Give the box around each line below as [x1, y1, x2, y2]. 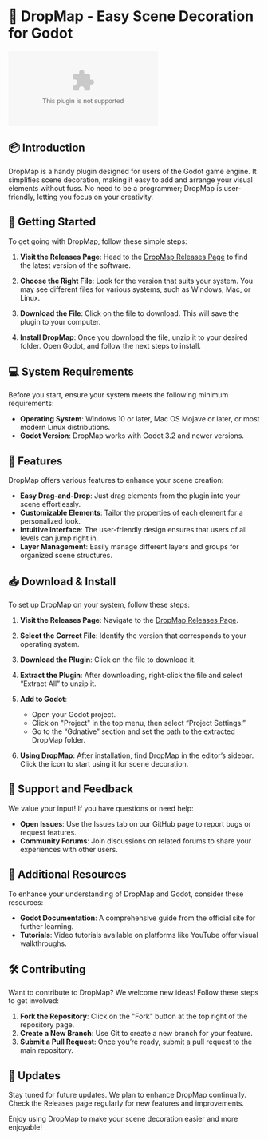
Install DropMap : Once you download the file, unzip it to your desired [19, 332, 249, 342]
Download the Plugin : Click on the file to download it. [19, 655, 196, 664]
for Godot [8, 24, 73, 42]
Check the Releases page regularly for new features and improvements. [8, 1098, 245, 1108]
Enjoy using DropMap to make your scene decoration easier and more [8, 1114, 238, 1124]
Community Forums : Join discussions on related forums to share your [19, 835, 252, 846]
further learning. [19, 921, 74, 931]
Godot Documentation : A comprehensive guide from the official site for [19, 913, 256, 923]
